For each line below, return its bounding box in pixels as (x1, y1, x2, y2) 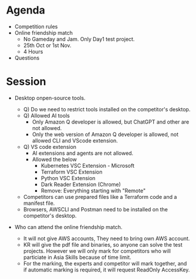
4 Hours (23, 48, 43, 55)
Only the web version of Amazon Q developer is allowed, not (32, 131, 179, 138)
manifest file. (23, 200, 55, 207)
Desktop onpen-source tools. (14, 94, 86, 101)
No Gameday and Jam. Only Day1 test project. (23, 35, 135, 42)
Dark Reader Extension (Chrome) (40, 181, 121, 188)
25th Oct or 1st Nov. (23, 42, 72, 49)
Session (6, 75, 46, 88)
